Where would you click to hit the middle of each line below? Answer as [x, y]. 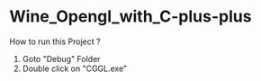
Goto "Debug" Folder [61, 58]
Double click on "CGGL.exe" [75, 68]
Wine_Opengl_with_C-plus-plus [130, 17]
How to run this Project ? [55, 41]
